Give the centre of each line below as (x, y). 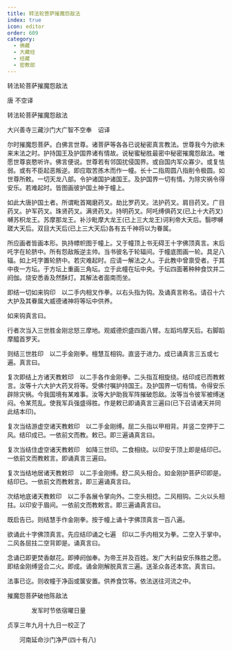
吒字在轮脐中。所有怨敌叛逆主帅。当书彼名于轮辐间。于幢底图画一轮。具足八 (116, 251)
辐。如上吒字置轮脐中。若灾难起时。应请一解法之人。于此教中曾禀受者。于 (113, 260)
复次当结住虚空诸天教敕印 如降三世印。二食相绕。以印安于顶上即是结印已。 (116, 449)
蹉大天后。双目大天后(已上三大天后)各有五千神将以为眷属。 (91, 228)
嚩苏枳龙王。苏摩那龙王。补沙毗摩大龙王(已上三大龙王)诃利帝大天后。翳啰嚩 (115, 219)
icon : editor (26, 26)
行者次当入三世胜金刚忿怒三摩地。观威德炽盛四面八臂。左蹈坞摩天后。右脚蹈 (116, 330)
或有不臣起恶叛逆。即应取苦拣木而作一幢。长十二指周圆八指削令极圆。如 (122, 170)
